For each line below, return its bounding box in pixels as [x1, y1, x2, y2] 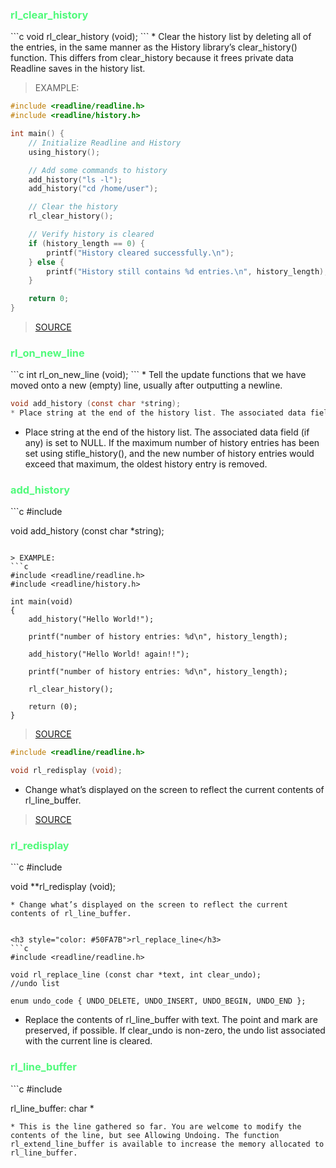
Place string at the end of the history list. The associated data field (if [24, 426, 310, 438]
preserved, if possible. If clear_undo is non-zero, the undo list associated [24, 1024, 326, 1037]
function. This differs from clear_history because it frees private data [10, 52, 294, 64]
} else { [28, 257, 65, 267]
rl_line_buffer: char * [10, 1102, 95, 1114]
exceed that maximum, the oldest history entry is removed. [24, 458, 268, 470]
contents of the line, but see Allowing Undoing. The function [10, 1130, 280, 1140]
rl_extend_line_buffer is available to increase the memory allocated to [10, 1139, 325, 1149]
